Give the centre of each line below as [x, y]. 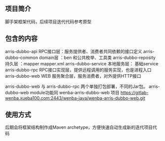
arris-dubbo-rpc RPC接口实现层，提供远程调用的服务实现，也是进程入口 [78, 70]
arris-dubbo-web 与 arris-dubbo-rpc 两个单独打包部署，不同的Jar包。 [76, 86]
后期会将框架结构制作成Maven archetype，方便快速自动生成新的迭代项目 [79, 127]
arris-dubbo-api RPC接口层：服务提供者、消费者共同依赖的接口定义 [74, 51]
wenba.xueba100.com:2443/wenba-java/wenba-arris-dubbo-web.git [75, 98]
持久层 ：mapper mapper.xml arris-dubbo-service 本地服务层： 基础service [82, 63]
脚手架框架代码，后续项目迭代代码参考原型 [48, 22]
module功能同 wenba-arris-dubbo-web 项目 [75, 92]
